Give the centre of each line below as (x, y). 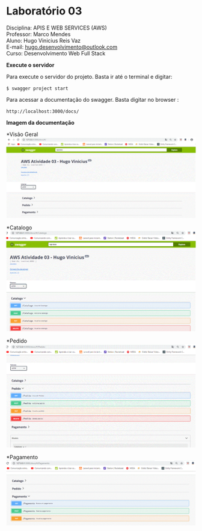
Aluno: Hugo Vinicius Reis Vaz (44, 40)
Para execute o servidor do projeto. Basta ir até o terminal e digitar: (89, 76)
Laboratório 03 (44, 11)
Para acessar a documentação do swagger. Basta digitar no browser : (93, 99)
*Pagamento (22, 457)
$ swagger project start (37, 88)
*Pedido (17, 341)
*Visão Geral (22, 134)
